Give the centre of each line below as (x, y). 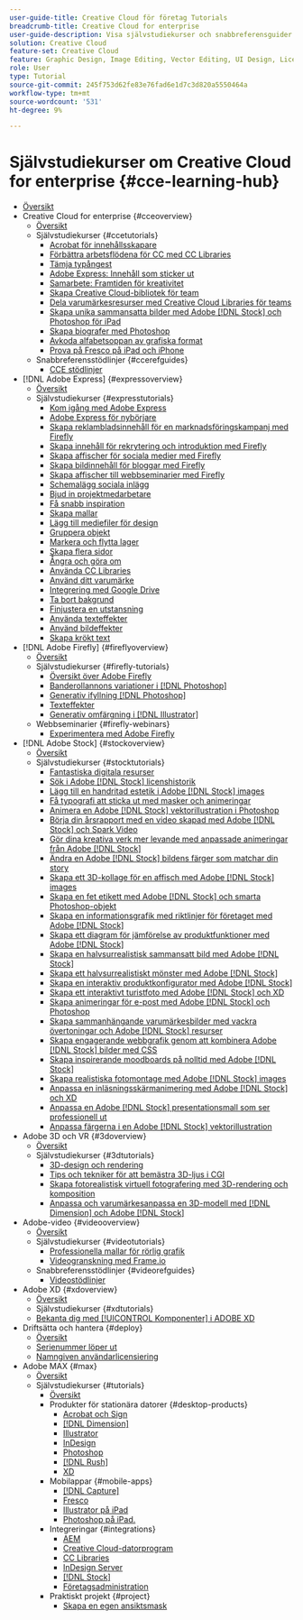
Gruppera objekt (80, 532)
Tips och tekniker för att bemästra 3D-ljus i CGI (137, 1174)
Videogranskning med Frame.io (108, 1261)
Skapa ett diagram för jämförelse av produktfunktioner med (160, 935)
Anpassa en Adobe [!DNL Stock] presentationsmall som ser (160, 1108)
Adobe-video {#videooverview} (81, 1222)
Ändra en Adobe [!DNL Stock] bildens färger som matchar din (164, 859)
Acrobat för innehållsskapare (103, 245)
